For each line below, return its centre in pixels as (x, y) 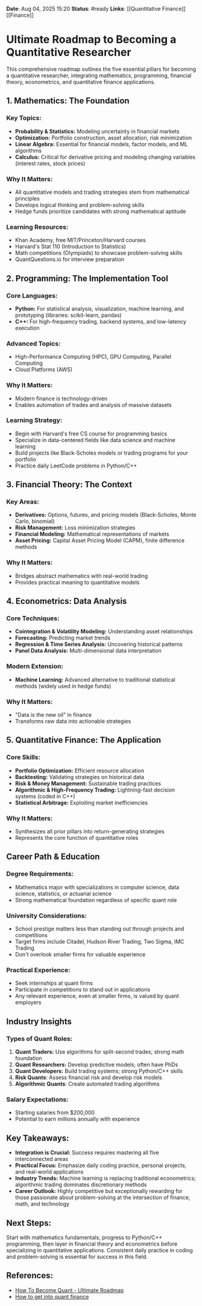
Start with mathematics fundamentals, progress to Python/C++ (84, 1237)
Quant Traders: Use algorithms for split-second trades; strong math (99, 1052)
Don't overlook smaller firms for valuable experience (80, 955)
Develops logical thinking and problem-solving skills (80, 205)
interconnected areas (41, 1159)
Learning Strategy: (34, 420)
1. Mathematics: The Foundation (68, 101)
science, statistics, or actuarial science (63, 894)
